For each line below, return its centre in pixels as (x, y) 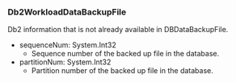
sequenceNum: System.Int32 (67, 45)
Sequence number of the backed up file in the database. (125, 54)
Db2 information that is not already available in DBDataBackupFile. (118, 30)
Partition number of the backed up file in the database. (122, 71)
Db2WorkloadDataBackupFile (67, 12)
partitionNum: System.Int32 (65, 62)
